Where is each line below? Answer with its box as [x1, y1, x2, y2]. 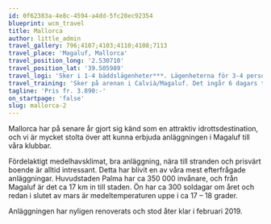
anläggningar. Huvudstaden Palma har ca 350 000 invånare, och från [8, 174, 238, 184]
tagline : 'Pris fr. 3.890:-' [8, 86, 106, 95]
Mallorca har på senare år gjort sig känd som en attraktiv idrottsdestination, [8, 124, 259, 134]
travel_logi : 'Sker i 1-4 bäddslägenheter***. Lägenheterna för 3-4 [8, 72, 244, 80]
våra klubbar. [8, 141, 52, 151]
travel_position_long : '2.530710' [8, 57, 125, 65]
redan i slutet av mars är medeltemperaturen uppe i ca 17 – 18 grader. [8, 191, 238, 201]
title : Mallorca [8, 27, 63, 35]
